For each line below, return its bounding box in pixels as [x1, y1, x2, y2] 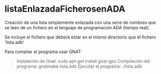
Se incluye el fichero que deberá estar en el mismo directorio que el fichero [4, 34, 157, 40]
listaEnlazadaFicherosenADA [4, 3, 125, 15]
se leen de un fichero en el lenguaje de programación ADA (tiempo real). [4, 24, 150, 30]
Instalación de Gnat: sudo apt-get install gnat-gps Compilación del [16, 58, 150, 64]
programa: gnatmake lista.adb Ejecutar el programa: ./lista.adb [16, 63, 142, 69]
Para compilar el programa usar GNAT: [4, 49, 82, 55]
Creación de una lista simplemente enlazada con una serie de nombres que [4, 19, 157, 25]
